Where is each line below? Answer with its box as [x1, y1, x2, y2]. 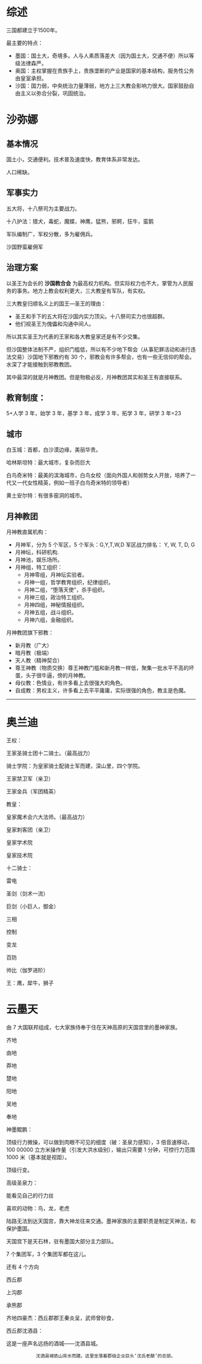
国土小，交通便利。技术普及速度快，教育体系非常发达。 [6, 156, 143, 163]
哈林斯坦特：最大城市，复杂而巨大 [6, 459, 91, 466]
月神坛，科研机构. [14, 549, 59, 556]
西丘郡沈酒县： [6, 1327, 43, 1334]
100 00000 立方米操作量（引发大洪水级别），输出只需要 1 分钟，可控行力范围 [6, 1146, 195, 1153]
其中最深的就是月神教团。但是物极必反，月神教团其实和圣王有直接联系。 [6, 373, 185, 380]
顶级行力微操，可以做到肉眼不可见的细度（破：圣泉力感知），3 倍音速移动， [6, 1138, 193, 1145]
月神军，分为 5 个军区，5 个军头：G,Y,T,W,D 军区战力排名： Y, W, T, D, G [14, 541, 195, 548]
